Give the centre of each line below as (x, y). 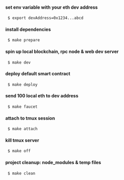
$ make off (19, 151)
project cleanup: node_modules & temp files (53, 163)
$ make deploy (23, 85)
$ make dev (19, 62)
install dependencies (28, 29)
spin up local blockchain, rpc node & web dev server (62, 52)
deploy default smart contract (38, 74)
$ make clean (22, 173)
